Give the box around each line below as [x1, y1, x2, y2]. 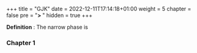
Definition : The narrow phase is [6, 24, 89, 30]
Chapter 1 [6, 38, 35, 47]
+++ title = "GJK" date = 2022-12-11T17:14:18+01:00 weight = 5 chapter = [6, 5, 191, 12]
